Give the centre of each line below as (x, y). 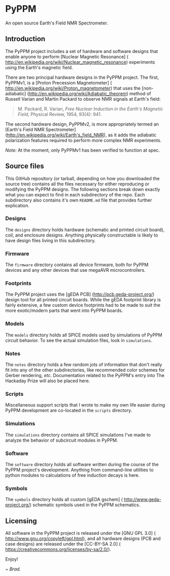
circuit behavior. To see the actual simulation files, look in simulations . (79, 340)
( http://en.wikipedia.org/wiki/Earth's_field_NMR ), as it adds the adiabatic (81, 135)
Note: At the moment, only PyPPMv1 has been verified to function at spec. (83, 150)
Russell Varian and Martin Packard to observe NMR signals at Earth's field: (83, 99)
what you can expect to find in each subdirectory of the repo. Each (75, 194)
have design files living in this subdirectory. (50, 240)
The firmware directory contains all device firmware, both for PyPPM (77, 265)
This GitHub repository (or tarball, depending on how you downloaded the (82, 178)
